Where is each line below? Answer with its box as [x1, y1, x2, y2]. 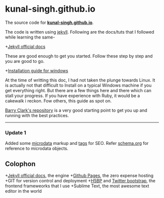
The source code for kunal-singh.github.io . [5, 20, 94, 25]
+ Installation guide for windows [5, 67, 68, 74]
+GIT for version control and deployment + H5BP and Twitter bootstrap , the [5, 178, 156, 184]
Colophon [5, 159, 36, 168]
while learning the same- [5, 34, 55, 40]
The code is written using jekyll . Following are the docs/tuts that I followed [5, 29, 155, 35]
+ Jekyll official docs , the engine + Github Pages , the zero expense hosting [5, 173, 154, 178]
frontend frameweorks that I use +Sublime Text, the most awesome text [5, 183, 149, 189]
